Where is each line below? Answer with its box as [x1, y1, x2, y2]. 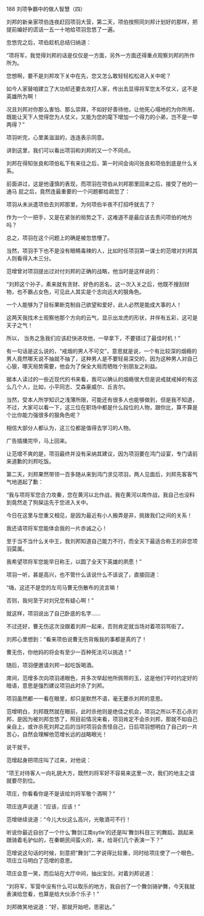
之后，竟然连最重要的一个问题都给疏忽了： [23, 188, 131, 195]
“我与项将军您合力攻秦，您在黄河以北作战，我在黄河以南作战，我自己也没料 [6, 491, 195, 498]
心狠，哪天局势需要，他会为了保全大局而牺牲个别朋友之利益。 [6, 363, 161, 370]
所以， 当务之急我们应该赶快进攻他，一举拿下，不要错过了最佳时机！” [6, 335, 181, 342]
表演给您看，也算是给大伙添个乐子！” [6, 890, 100, 897]
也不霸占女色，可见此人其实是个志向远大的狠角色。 [16, 288, 144, 295]
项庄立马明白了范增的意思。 [6, 857, 76, 864]
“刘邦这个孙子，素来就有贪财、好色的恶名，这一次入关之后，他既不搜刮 [6, 280, 185, 288]
